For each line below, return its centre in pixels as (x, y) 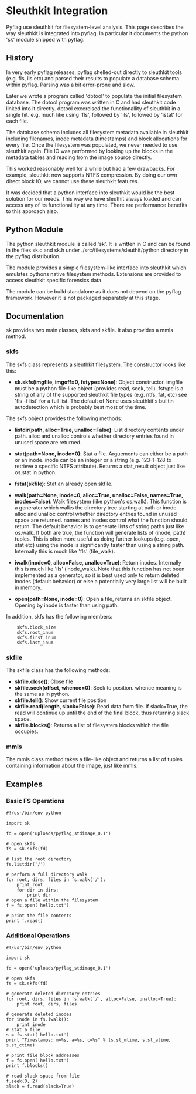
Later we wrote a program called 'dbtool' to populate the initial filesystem (94, 96)
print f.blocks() (27, 1066)
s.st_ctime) (20, 1045)
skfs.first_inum (37, 637)
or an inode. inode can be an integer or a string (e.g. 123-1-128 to (93, 460)
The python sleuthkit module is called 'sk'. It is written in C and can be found (98, 244)
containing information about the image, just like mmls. (72, 766)
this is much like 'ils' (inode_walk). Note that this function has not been (99, 569)
